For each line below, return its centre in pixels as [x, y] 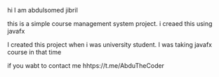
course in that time [34, 52]
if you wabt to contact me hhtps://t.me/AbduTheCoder [86, 65]
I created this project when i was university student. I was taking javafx [110, 44]
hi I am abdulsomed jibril [43, 10]
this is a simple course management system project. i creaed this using [110, 23]
